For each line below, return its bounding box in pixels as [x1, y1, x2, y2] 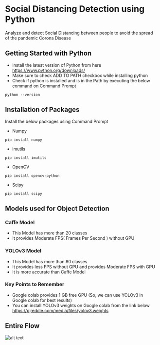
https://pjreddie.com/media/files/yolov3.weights [12, 307, 108, 313]
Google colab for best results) [12, 297, 72, 303]
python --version [5, 92, 40, 97]
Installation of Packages [5, 106, 80, 114]
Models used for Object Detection [5, 204, 109, 212]
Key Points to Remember [5, 281, 65, 288]
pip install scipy [5, 191, 42, 196]
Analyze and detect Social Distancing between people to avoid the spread [5, 30, 153, 36]
